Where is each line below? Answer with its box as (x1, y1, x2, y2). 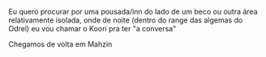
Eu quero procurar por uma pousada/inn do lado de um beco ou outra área (8, 7, 258, 16)
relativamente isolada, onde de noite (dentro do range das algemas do (8, 15, 243, 25)
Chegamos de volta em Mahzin (8, 39, 113, 49)
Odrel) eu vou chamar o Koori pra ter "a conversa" (8, 24, 177, 33)
